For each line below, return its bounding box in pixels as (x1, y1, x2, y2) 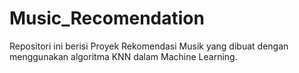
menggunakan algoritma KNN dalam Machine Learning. (9, 50, 238, 62)
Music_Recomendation (9, 7, 205, 30)
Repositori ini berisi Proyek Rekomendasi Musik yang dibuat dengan (9, 40, 289, 52)
